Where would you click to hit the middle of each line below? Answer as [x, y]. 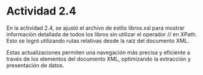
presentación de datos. [35, 65]
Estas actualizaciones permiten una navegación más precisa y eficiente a [98, 52]
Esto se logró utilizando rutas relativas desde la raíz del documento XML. [98, 41]
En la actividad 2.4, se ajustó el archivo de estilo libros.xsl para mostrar [95, 28]
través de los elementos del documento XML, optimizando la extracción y [98, 59]
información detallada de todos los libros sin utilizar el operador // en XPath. [102, 34]
